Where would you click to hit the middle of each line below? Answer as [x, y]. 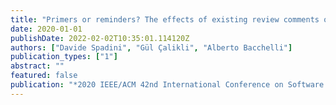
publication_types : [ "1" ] [64, 57]
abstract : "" [37, 66]
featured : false [44, 76]
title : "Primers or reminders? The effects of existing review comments [165, 19]
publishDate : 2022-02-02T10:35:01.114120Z [100, 38]
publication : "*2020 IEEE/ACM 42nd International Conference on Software [167, 85]
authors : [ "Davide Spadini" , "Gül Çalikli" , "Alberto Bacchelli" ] [151, 47]
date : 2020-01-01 [46, 29]
